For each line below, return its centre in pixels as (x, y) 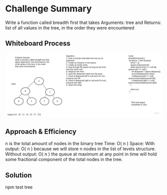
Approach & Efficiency (41, 131)
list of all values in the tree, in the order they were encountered (70, 27)
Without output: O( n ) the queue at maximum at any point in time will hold (81, 154)
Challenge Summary (48, 9)
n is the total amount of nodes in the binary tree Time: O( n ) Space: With (80, 144)
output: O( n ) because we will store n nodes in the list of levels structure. (80, 149)
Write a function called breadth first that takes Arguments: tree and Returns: (83, 22)
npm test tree (19, 187)
